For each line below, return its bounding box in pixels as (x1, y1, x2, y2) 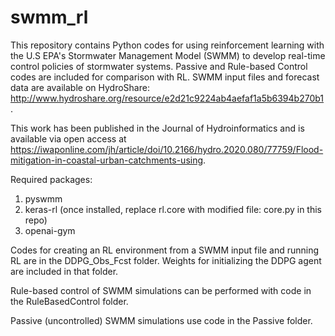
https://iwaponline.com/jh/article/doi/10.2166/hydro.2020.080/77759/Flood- (10, 143, 324, 155)
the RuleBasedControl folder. (10, 295, 129, 307)
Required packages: (10, 173, 93, 185)
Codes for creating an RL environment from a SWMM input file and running (10, 244, 320, 256)
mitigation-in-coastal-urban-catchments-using (10, 154, 204, 166)
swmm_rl (10, 6, 89, 29)
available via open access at (10, 132, 127, 145)
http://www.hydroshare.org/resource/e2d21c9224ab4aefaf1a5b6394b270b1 (10, 92, 325, 104)
